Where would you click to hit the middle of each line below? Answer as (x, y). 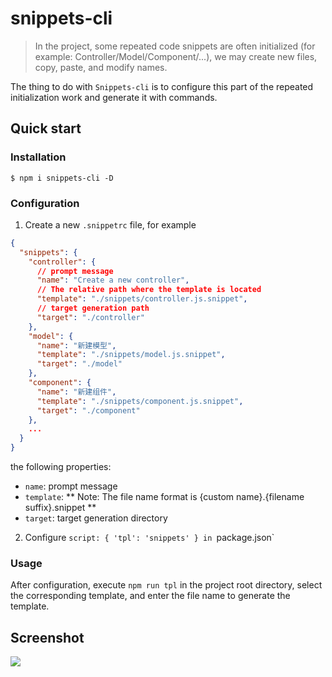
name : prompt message (71, 486)
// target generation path (93, 308)
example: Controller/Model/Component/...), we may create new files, (176, 56)
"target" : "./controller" (90, 317)
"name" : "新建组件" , (76, 392)
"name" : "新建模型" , (76, 345)
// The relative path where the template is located (149, 290)
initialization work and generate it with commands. (114, 97)
